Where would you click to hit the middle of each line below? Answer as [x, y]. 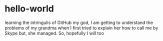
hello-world [29, 9]
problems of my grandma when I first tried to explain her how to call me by [81, 27]
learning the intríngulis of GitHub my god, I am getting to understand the [79, 22]
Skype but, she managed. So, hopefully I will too [54, 33]
